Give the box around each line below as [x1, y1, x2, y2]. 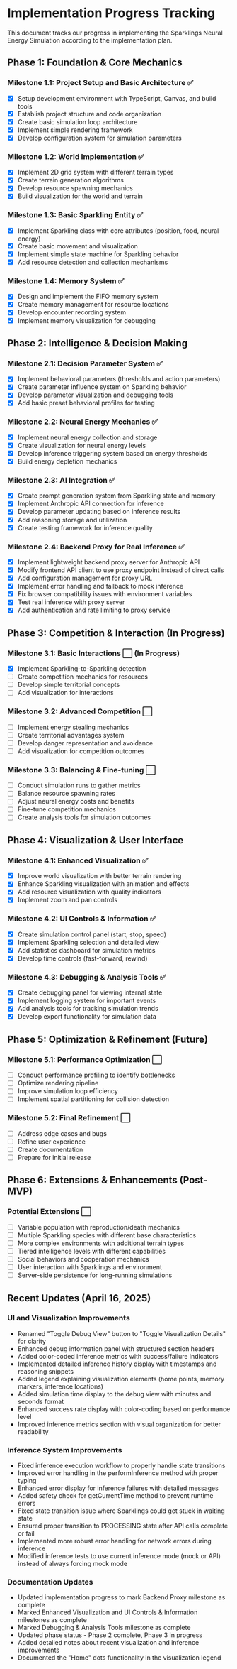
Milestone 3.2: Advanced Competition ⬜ [7, 706, 153, 716]
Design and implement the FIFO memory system [17, 292, 159, 301]
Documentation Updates [7, 1577, 93, 1587]
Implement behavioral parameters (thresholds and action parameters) [17, 375, 221, 383]
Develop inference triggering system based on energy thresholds [17, 449, 208, 457]
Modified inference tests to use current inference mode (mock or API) [17, 1552, 221, 1560]
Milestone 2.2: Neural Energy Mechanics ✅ [7, 417, 158, 427]
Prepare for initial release [17, 1153, 91, 1161]
